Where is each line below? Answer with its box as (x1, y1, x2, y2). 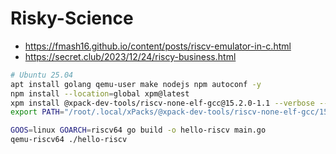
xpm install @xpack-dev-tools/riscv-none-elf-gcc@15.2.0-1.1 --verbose (10, 98, 315, 108)
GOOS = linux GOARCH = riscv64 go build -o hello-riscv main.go (10, 125, 267, 136)
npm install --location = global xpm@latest (10, 88, 190, 99)
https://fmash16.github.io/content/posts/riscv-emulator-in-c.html (24, 40, 292, 52)
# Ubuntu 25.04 (10, 70, 74, 80)
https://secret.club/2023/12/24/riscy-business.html (24, 50, 237, 62)
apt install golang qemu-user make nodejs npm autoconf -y (10, 79, 262, 89)
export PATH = (10, 107, 65, 117)
